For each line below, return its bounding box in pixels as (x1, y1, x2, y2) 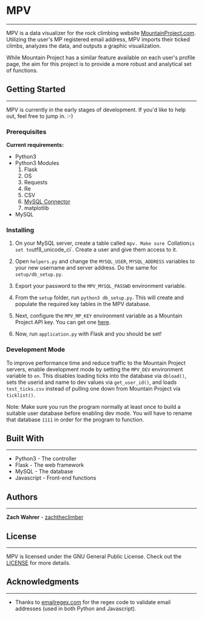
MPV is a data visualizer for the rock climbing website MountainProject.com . (6, 29, 196, 36)
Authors (6, 492, 38, 502)
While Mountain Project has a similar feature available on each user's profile (6, 54, 195, 61)
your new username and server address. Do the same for (14, 264, 158, 272)
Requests (24, 179, 48, 186)
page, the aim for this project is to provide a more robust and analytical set (6, 60, 192, 67)
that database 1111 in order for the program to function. (6, 415, 144, 423)
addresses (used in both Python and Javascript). (14, 605, 137, 612)
